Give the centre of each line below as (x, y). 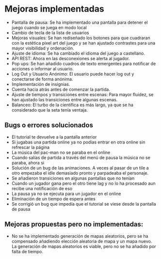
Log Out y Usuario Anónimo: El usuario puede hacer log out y (73, 74)
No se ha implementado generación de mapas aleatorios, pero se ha (80, 236)
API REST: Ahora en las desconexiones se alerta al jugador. (71, 58)
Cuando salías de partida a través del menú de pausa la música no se (81, 157)
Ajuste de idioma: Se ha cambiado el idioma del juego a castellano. (78, 53)
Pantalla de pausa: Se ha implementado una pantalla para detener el (80, 22)
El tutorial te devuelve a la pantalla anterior (54, 137)
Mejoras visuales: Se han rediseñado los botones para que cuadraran (81, 38)
